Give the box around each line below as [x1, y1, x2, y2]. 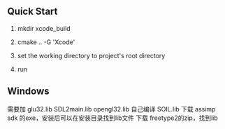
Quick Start [7, 6, 58, 18]
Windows [7, 86, 50, 97]
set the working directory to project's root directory [17, 51, 166, 60]
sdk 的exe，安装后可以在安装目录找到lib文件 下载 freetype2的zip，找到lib [7, 114, 218, 122]
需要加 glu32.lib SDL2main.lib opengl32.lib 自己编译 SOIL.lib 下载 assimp [7, 104, 216, 113]
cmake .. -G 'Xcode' [17, 38, 75, 46]
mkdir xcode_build [17, 24, 71, 32]
